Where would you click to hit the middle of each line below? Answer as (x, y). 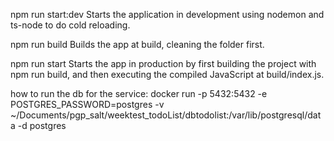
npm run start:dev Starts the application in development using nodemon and (167, 14)
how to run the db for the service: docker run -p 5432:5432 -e (139, 93)
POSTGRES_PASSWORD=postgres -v (87, 104)
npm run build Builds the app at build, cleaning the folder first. (137, 44)
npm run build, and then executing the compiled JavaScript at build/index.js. (167, 74)
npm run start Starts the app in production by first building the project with (163, 63)
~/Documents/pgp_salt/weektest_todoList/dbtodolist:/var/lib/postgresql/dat (166, 115)
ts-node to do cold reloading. (70, 25)
